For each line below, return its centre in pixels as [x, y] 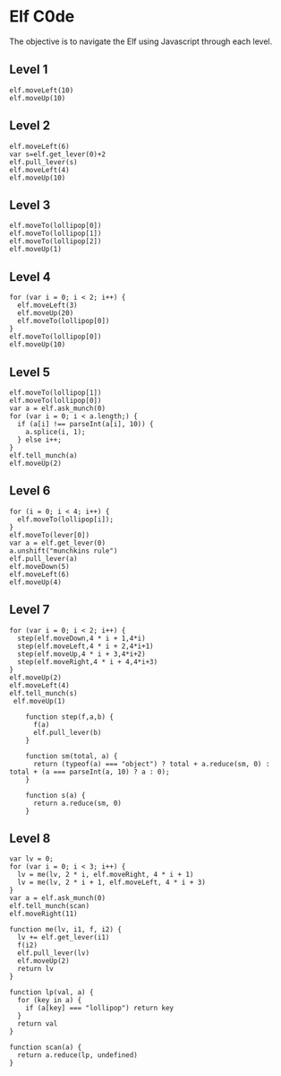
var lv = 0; [31, 859]
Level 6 [30, 491]
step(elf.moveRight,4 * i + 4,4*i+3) [88, 661]
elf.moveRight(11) [43, 914]
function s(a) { [56, 795]
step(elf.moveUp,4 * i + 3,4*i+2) [81, 654]
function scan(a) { [46, 1047]
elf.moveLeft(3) [47, 306]
